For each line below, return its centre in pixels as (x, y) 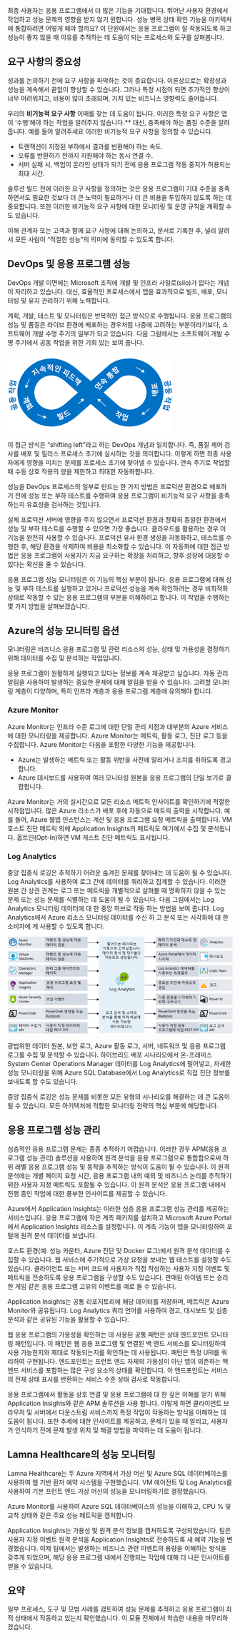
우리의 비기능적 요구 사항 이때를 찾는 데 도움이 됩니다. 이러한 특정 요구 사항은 (114, 114)
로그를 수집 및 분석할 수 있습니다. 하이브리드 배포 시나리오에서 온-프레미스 (110, 1055)
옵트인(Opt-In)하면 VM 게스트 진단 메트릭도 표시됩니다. (93, 837)
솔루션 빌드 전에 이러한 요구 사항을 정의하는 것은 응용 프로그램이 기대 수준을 (112, 189)
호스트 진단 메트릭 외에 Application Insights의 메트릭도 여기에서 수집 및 (107, 828)
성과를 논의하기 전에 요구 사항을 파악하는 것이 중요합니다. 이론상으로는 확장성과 (117, 80)
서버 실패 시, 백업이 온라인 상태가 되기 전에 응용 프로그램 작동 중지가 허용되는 (124, 164)
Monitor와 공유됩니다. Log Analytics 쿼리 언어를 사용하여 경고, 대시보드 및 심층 (117, 1310)
